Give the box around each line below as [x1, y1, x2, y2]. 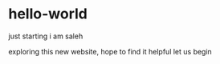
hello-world [8, 5, 88, 23]
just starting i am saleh [8, 31, 84, 41]
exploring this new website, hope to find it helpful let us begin [8, 46, 213, 56]
